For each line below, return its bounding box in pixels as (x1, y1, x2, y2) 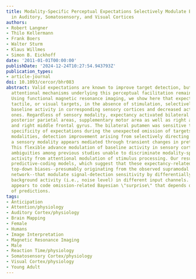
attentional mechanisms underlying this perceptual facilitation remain (11, 90, 192, 96)
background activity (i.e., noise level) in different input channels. (11, 177, 190, 183)
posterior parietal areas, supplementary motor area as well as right (11, 118, 187, 123)
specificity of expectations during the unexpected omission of (11, 128, 171, 135)
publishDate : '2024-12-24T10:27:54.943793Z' (6, 63, 116, 69)
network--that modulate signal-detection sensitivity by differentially (11, 172, 192, 178)
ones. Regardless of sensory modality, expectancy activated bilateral (11, 112, 190, 118)
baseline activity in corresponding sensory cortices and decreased (11, 106, 181, 112)
